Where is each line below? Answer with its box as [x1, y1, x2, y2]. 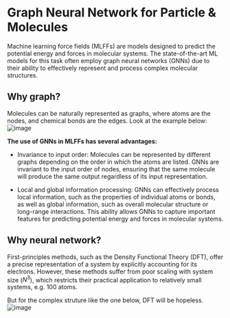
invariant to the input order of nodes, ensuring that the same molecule [16, 164, 216, 173]
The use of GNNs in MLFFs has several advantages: [7, 137, 158, 145]
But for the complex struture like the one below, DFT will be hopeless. [7, 296, 204, 304]
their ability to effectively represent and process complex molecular [7, 64, 198, 72]
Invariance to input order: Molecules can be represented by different [16, 150, 211, 158]
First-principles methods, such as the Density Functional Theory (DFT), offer [7, 252, 224, 261]
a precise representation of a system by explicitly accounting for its [7, 260, 198, 268]
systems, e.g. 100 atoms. [7, 283, 78, 291]
